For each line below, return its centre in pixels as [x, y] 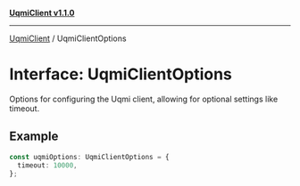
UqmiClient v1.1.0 [42, 13]
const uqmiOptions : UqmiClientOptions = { [89, 157]
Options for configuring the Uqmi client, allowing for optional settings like [144, 99]
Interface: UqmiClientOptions [121, 74]
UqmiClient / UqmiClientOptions [68, 38]
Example [34, 137]
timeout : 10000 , [47, 165]
